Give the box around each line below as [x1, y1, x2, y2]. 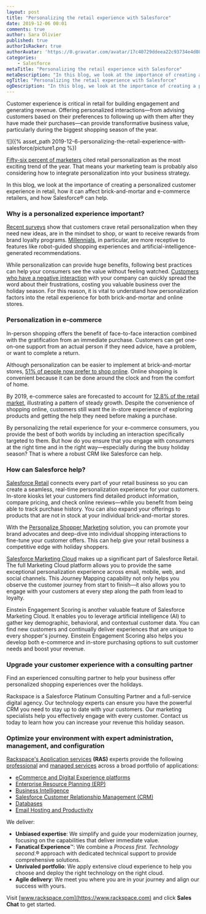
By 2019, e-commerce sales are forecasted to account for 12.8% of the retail [6, 392, 199, 400]
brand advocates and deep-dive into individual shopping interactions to [6, 530, 187, 537]
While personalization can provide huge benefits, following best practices [6, 261, 193, 268]
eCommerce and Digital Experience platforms [15, 774, 131, 782]
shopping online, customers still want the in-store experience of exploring [6, 405, 193, 413]
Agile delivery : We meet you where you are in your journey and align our [15, 876, 199, 883]
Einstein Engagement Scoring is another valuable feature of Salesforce [6, 606, 185, 613]
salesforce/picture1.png [6, 145, 66, 151]
